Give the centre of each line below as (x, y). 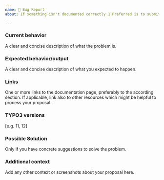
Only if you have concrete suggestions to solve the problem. (66, 149)
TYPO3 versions (25, 115)
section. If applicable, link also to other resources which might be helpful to (81, 97)
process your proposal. (29, 103)
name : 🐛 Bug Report (25, 9)
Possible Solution (26, 138)
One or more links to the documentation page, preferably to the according (79, 92)
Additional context (28, 162)
